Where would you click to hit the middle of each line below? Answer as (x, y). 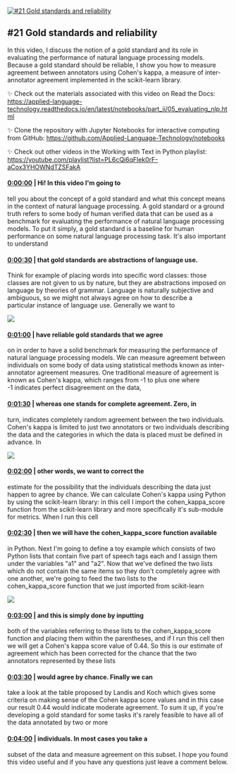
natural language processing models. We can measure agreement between (116, 358)
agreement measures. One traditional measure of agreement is (128, 372)
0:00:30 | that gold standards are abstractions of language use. (103, 260)
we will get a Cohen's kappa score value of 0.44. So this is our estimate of (115, 646)
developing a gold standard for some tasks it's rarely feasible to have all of (116, 715)
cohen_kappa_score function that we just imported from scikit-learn (106, 586)
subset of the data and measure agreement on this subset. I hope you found (118, 754)
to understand (28, 244)
